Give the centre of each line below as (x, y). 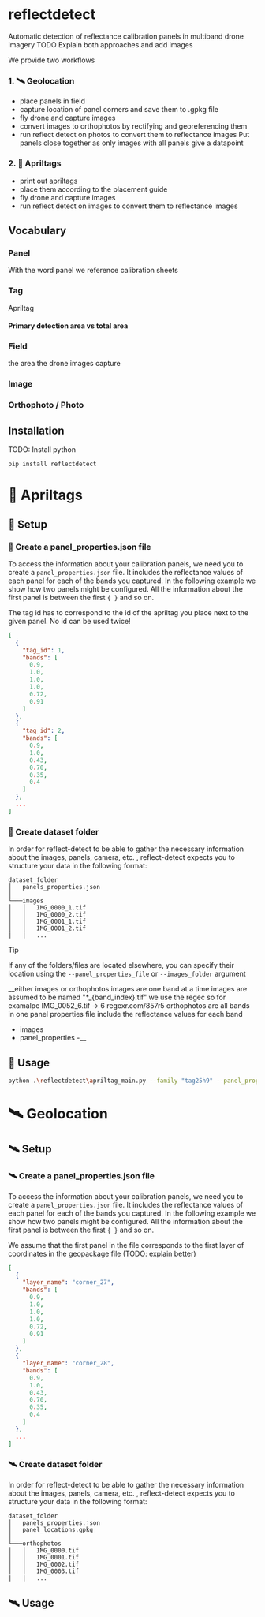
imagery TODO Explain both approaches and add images (101, 44)
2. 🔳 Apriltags (35, 163)
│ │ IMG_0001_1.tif (47, 922)
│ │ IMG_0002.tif (44, 1564)
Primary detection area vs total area (68, 326)
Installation (36, 430)
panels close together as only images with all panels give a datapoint (131, 143)
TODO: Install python (42, 450)
